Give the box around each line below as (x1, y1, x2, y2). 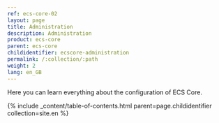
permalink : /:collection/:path (7, 56, 98, 63)
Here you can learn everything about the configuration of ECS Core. (7, 88, 202, 96)
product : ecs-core (7, 36, 61, 43)
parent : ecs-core (7, 43, 58, 50)
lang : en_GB (7, 68, 42, 75)
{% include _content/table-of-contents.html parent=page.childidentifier (7, 101, 212, 110)
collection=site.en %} (7, 109, 69, 117)
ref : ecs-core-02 (7, 10, 58, 17)
